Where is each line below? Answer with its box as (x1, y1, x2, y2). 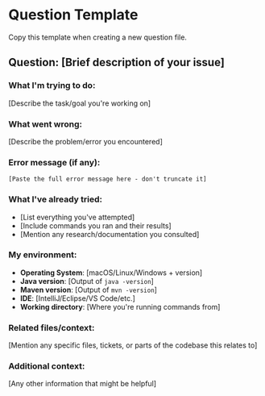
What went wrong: (8, 119, 83, 130)
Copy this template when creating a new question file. (8, 32, 188, 42)
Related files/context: (8, 322, 95, 333)
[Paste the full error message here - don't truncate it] (8, 175, 207, 183)
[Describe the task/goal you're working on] (8, 98, 151, 108)
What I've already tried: (8, 194, 103, 205)
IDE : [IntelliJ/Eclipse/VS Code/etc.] (19, 293, 135, 303)
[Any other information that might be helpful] (8, 379, 157, 389)
